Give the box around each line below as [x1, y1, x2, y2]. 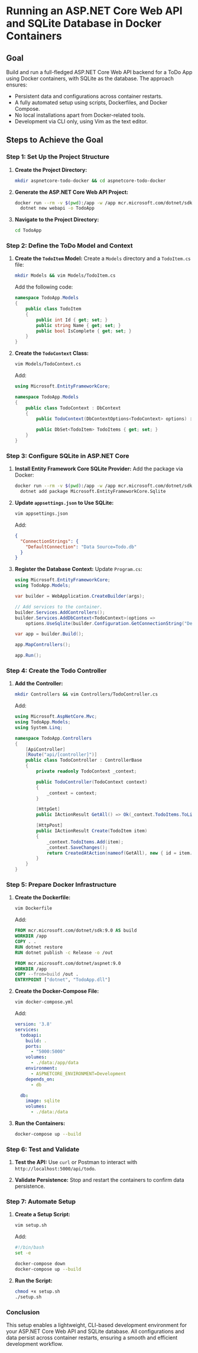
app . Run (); [14, 653, 42, 659]
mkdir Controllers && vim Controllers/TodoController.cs [14, 691, 158, 697]
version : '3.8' [14, 1021, 53, 1027]
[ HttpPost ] [36, 822, 63, 829]
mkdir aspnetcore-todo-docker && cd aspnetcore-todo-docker [14, 178, 166, 184]
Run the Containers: [14, 1120, 66, 1127]
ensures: [6, 81, 28, 88]
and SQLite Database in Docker [6, 17, 162, 30]
